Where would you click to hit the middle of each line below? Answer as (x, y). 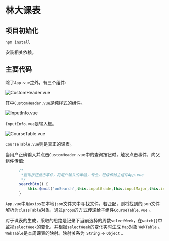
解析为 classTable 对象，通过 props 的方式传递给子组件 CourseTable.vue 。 (79, 210)
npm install (18, 42)
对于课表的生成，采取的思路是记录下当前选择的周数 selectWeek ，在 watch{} (82, 221)
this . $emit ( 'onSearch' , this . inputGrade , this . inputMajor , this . (94, 189)
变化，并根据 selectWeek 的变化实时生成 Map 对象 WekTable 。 (102, 227)
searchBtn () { (33, 184)
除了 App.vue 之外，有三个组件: (36, 82)
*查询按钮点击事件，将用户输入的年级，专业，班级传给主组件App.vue (82, 175)
